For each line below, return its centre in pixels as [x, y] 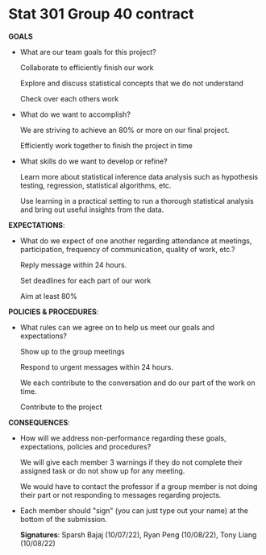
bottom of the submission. [63, 519]
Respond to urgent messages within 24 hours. [96, 367]
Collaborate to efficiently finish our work [87, 67]
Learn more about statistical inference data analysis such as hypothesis [139, 176]
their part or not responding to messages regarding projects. [121, 495]
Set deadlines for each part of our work [85, 280]
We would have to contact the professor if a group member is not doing [139, 486]
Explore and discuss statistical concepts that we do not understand [131, 83]
